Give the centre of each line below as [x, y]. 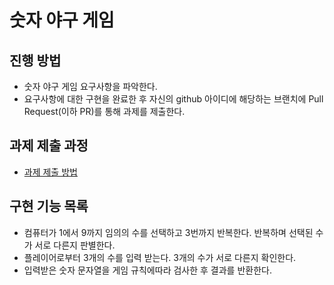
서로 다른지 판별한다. [75, 245]
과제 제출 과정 [49, 146]
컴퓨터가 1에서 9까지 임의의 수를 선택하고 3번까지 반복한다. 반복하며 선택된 [168, 232]
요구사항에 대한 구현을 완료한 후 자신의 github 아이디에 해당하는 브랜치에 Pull [173, 99]
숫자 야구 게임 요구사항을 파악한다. [90, 86]
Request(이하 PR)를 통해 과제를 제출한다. [104, 111]
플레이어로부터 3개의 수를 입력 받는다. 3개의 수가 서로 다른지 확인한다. [160, 257]
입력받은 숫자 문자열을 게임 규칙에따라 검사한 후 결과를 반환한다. [147, 270]
